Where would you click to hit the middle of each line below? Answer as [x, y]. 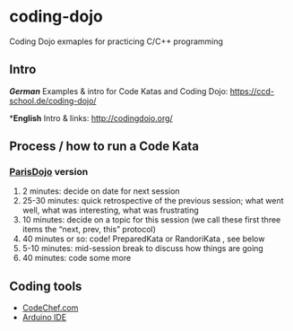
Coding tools [46, 286]
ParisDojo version [49, 172]
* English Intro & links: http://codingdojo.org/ [91, 118]
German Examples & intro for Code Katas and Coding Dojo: [119, 91]
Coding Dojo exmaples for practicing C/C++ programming [116, 41]
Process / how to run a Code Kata [104, 147]
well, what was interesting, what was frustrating [110, 210]
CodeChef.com [50, 308]
